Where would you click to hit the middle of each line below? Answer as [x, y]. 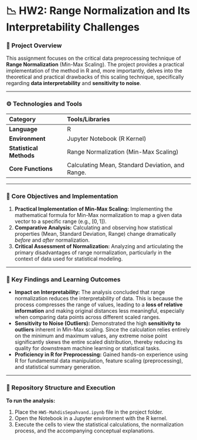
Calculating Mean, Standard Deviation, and [126, 165]
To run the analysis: [31, 400]
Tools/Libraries [89, 119]
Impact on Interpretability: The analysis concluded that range [90, 292]
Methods [22, 155]
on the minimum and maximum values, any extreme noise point [91, 336]
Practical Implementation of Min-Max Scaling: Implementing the [94, 209]
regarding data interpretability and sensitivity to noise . [74, 83]
